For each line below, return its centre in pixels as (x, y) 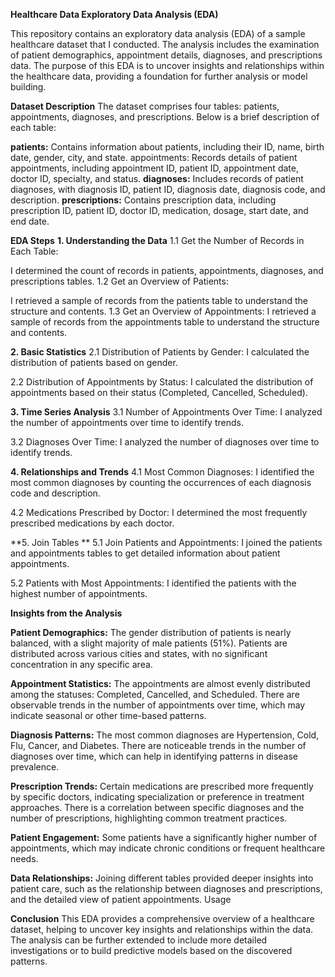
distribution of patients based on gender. (94, 362)
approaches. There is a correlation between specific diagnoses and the (157, 807)
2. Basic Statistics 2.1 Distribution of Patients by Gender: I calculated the (160, 352)
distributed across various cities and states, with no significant (139, 653)
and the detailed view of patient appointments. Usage (121, 899)
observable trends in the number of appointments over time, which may (158, 705)
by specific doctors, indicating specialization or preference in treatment (157, 797)
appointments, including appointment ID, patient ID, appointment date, (154, 168)
